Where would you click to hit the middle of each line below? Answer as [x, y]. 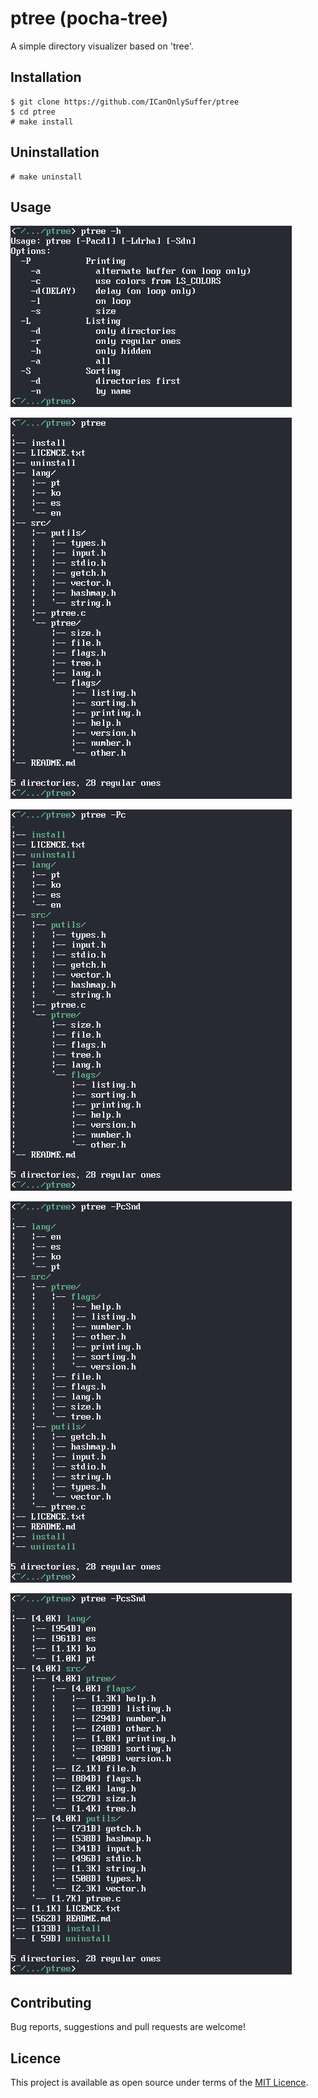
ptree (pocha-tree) [89, 18]
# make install [42, 122]
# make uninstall [46, 177]
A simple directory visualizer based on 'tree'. [102, 46]
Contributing [51, 2002]
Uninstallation [55, 152]
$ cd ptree [33, 112]
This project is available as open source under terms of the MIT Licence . [159, 2082]
